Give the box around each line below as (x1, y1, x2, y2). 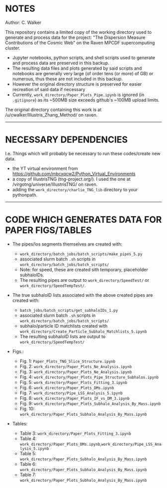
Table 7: (19, 472, 36, 478)
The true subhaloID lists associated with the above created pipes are (12, 292, 153, 298)
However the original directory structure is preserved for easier (12, 81, 142, 87)
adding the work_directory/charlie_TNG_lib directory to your (12, 186, 138, 192)
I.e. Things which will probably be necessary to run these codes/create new (5, 150, 161, 156)
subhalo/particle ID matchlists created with (19, 323, 108, 329)
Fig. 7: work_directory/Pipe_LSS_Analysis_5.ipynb (19, 389, 123, 396)
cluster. (5, 45, 21, 51)
